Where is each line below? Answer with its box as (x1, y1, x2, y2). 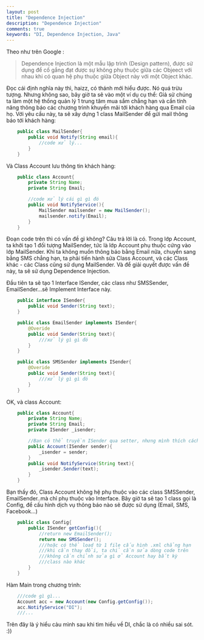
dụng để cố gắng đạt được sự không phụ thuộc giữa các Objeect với (21, 66, 192, 73)
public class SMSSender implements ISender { (17, 359, 132, 365)
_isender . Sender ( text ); (38, 466, 99, 472)
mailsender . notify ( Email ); (38, 213, 107, 219)
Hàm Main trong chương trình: (6, 581, 81, 588)
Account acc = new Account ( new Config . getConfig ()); (17, 599, 154, 605)
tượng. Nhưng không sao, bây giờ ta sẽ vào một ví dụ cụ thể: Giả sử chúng (6, 91, 192, 98)
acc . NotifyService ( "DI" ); (17, 604, 83, 610)
